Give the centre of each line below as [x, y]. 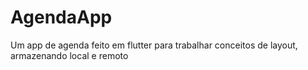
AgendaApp [61, 17]
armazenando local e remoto [69, 55]
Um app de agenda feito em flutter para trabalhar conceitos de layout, [154, 45]
